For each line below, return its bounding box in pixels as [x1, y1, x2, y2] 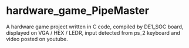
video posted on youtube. [6, 35, 69, 42]
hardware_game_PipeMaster [6, 4, 150, 17]
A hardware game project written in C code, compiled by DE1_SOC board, [6, 23, 184, 30]
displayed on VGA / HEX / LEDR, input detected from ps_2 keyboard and [6, 29, 180, 36]
